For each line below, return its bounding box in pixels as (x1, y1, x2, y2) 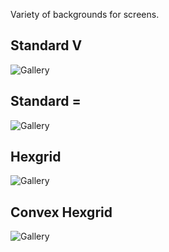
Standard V (10, 37, 83, 54)
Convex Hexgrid (10, 204, 113, 221)
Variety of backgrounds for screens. (10, 9, 160, 20)
